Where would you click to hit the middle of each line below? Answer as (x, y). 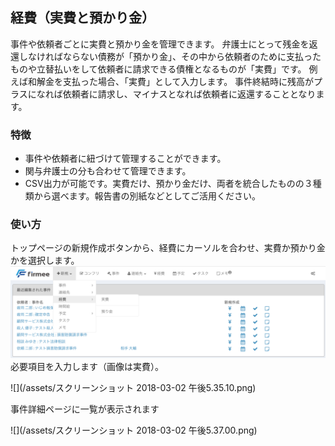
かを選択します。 (45, 260)
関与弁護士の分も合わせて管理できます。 (108, 171)
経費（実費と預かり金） (82, 18)
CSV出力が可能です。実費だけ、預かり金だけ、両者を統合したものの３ (168, 184)
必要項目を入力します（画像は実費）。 (87, 367)
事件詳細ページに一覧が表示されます (85, 409)
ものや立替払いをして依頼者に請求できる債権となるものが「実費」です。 (158, 69)
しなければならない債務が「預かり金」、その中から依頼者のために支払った (170, 56)
